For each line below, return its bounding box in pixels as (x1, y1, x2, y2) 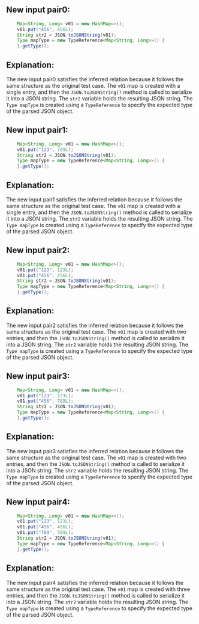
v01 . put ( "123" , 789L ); (17, 147, 74, 153)
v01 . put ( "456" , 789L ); (17, 398, 74, 405)
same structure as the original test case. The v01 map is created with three (6, 586, 191, 593)
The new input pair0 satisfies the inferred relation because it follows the (6, 76, 184, 83)
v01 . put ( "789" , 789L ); (17, 530, 74, 536)
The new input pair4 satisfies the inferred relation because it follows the (6, 579, 184, 586)
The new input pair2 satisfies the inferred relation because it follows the (6, 322, 184, 329)
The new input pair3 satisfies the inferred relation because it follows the (6, 447, 184, 454)
